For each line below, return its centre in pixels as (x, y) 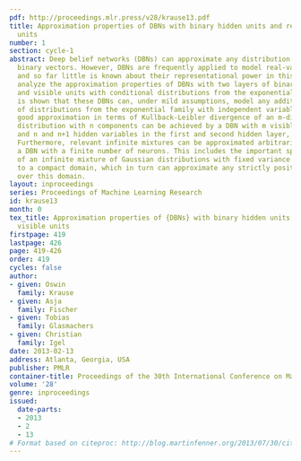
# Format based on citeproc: (64, 443)
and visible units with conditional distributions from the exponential (156, 92)
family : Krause (46, 292)
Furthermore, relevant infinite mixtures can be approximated (136, 143)
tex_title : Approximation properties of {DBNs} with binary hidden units (150, 217)
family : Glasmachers (56, 326)
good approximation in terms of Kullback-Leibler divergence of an (146, 117)
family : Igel (42, 343)
